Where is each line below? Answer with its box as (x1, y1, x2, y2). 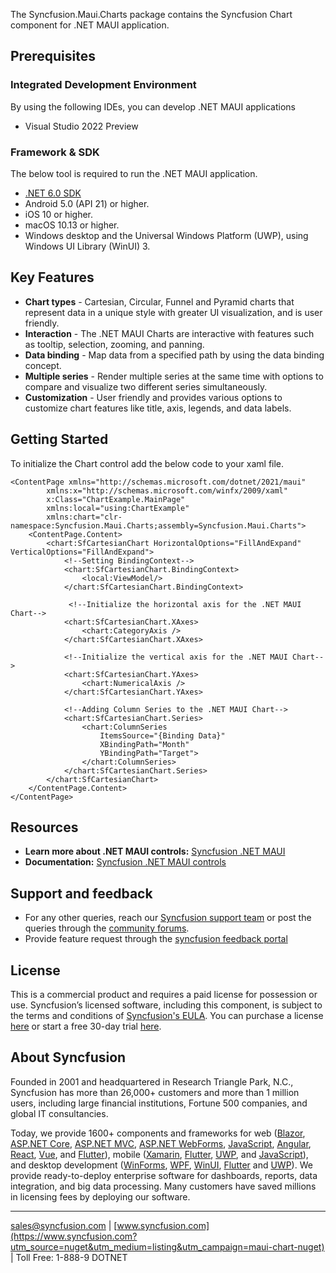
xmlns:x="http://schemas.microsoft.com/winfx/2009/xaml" (46, 485, 288, 496)
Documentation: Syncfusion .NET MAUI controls (24, 856, 227, 868)
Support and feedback (10, 885, 153, 902)
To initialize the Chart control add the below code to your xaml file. (10, 457, 285, 469)
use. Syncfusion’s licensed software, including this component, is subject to (10, 999, 323, 1011)
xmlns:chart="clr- (46, 512, 123, 522)
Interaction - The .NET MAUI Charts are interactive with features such (24, 327, 315, 339)
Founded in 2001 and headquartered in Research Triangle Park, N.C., (10, 1075, 294, 1088)
